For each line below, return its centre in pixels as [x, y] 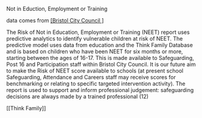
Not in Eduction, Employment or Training [57, 9]
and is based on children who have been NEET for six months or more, [95, 51]
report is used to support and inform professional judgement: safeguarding [100, 90]
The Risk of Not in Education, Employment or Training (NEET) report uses [98, 32]
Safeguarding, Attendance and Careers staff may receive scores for [91, 77]
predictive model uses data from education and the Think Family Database [100, 45]
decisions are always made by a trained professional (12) [78, 97]
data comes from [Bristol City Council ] [55, 20]
